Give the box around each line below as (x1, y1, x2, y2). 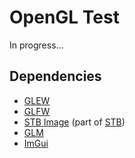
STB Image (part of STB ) (23, 116, 126, 128)
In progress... (9, 39, 64, 51)
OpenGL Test (9, 6, 120, 29)
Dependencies (9, 68, 102, 85)
